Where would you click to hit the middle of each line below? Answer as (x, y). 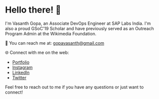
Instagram (22, 67)
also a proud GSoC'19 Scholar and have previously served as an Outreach (79, 28)
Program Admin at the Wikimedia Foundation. (51, 33)
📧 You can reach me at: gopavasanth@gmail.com (55, 43)
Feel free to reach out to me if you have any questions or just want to (74, 87)
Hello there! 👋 (33, 10)
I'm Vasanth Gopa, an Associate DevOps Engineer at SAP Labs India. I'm (78, 23)
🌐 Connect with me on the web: (37, 52)
